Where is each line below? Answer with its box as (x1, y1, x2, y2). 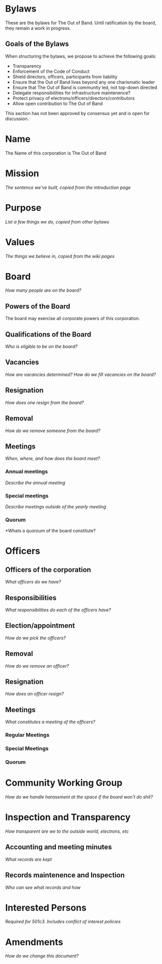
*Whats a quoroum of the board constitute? (5, 528, 96, 534)
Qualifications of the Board (5, 330, 92, 339)
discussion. (5, 116, 29, 122)
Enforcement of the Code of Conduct (12, 68, 90, 74)
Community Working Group (5, 777, 123, 789)
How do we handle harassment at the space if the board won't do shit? (5, 793, 153, 800)
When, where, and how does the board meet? (5, 455, 100, 462)
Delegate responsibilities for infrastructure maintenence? (12, 89, 131, 96)
